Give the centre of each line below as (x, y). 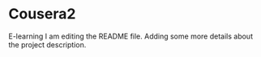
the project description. (47, 44)
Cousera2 (42, 14)
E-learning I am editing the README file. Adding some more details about (131, 36)
